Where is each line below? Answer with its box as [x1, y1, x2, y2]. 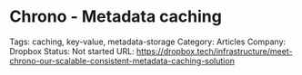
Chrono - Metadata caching [9, 6, 223, 27]
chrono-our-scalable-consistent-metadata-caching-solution [9, 55, 235, 66]
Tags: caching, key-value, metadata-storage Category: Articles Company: [9, 36, 287, 47]
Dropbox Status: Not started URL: [9, 45, 135, 56]
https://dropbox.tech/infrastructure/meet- [136, 45, 293, 56]
